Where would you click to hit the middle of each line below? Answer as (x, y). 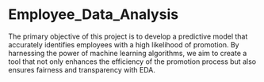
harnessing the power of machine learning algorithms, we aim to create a (128, 53)
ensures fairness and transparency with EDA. (82, 69)
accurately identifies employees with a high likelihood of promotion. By (124, 44)
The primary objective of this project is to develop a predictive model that (128, 36)
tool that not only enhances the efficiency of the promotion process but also (132, 61)
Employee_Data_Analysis (94, 15)
